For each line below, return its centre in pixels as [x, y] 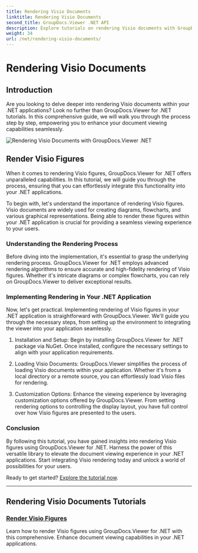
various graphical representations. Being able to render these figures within [98, 216]
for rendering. [32, 383]
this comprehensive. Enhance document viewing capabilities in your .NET [95, 538]
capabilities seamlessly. [35, 129]
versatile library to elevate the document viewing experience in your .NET [95, 453]
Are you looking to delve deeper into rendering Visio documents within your [98, 104]
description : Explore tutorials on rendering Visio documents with [91, 28]
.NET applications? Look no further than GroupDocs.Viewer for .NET [89, 110]
